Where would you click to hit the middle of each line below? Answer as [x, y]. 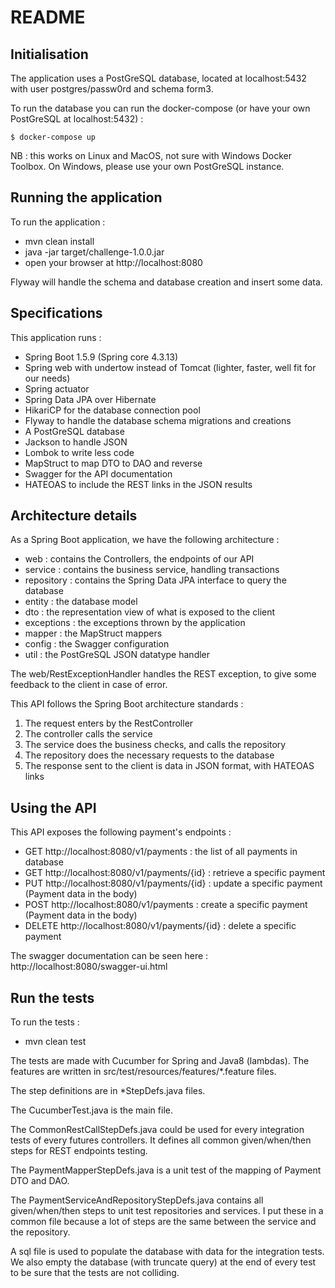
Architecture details [74, 516]
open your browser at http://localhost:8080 [113, 262]
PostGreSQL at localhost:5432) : [77, 119]
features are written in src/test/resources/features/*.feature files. [143, 1072]
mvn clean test [55, 1042]
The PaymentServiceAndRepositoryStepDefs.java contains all [137, 1200]
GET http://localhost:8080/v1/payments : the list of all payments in [161, 852]
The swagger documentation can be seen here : [109, 956]
